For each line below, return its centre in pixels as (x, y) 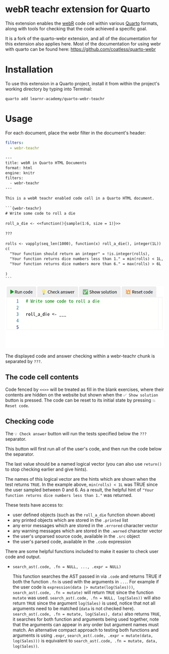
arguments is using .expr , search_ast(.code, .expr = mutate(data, (83, 635)
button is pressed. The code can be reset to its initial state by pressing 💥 (80, 400)
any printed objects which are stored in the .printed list (70, 520)
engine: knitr (20, 173)
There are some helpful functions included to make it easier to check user (82, 551)
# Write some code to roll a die (40, 213)
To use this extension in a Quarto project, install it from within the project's (82, 83)
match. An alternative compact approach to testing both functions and (86, 630)
